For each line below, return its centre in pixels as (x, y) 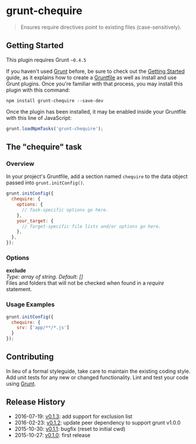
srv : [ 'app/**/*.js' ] (43, 328)
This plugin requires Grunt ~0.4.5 (46, 59)
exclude (16, 271)
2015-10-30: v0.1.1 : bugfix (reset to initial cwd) (70, 429)
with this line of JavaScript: (39, 118)
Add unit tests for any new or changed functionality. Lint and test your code (97, 377)
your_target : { (35, 221)
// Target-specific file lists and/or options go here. (91, 226)
